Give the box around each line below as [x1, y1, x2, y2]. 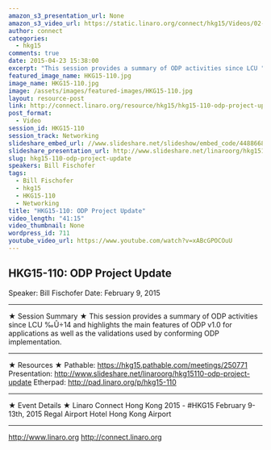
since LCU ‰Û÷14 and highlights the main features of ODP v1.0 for [8, 319, 232, 329]
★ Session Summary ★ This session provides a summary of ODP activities [8, 311, 258, 321]
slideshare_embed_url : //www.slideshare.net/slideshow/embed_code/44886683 [8, 139, 269, 148]
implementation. [8, 336, 62, 347]
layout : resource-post [8, 94, 85, 102]
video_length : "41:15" [8, 215, 85, 223]
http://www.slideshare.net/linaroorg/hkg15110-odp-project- [54, 369, 250, 378]
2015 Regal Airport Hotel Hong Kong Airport [26, 409, 172, 419]
